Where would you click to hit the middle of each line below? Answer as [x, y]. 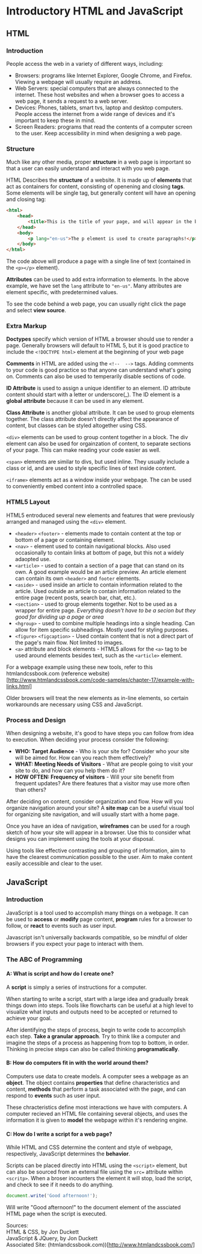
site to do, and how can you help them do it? [70, 771]
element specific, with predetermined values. [62, 292]
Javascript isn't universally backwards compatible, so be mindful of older [97, 937]
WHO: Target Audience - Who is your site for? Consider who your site [102, 751]
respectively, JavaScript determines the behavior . [68, 1154]
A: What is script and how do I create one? [60, 974]
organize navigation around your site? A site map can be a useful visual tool [100, 808]
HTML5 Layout [28, 502]
